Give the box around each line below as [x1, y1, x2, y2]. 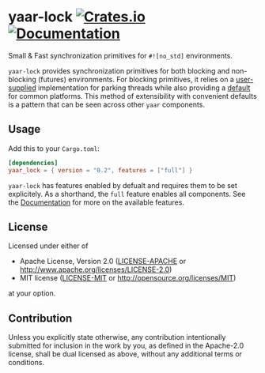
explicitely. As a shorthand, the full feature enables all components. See [8, 189, 246, 198]
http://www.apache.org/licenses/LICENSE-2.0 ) [19, 265, 172, 274]
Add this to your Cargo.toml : [8, 143, 100, 153]
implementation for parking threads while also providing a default [38, 83, 251, 92]
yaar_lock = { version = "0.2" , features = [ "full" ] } [8, 166, 193, 174]
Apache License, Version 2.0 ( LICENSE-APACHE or [19, 257, 187, 266]
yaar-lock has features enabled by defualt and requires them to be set [8, 180, 237, 190]
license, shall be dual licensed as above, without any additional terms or [8, 349, 243, 359]
